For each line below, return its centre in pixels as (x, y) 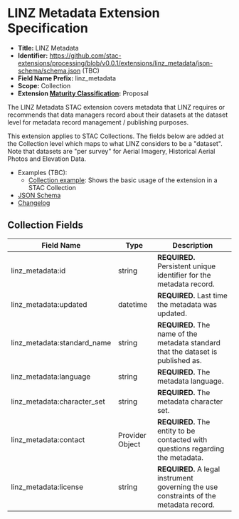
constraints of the (187, 496)
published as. (180, 360)
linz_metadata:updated (49, 304)
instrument (175, 478)
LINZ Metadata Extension (84, 13)
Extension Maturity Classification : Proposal (83, 93)
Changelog (34, 203)
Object (129, 444)
